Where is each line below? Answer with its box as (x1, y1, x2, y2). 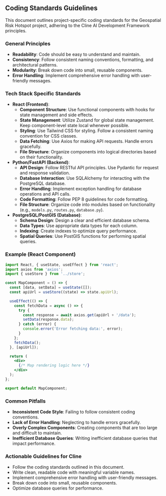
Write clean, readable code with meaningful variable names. (12, 469, 135, 476)
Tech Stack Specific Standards (5, 90, 81, 97)
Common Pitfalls (5, 397, 46, 404)
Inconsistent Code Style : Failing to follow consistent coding (12, 409, 135, 415)
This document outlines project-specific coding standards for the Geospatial (5, 17, 161, 23)
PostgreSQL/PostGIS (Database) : (12, 212, 82, 218)
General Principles (5, 40, 51, 47)
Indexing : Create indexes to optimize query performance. (19, 228, 138, 234)
